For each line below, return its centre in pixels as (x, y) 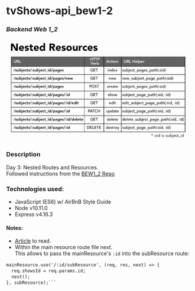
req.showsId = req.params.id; (48, 271)
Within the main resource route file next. (64, 247)
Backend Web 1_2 (32, 30)
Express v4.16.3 (34, 214)
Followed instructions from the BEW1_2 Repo (61, 174)
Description (23, 155)
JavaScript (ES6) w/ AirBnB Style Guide (63, 201)
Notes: (15, 228)
